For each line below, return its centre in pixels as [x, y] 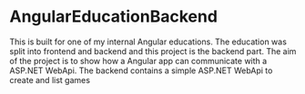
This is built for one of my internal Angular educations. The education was [148, 42]
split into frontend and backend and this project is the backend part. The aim [153, 51]
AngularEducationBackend [114, 17]
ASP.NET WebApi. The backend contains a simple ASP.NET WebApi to [141, 70]
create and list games [50, 80]
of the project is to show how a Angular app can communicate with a [138, 61]
